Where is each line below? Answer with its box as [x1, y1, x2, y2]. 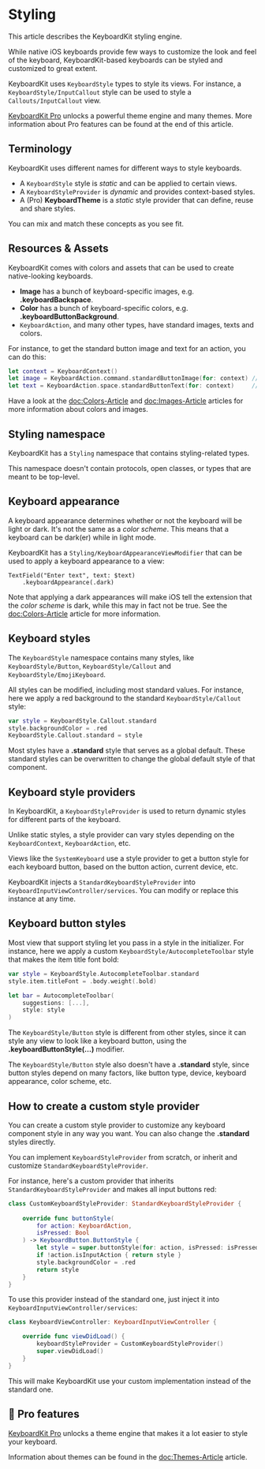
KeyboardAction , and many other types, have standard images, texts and [19, 320, 255, 329]
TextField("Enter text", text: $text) [8, 571, 136, 579]
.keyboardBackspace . [19, 294, 93, 305]
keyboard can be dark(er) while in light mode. [8, 533, 156, 542]
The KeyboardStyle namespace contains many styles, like [8, 652, 195, 662]
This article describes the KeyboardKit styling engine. [8, 32, 183, 41]
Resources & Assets [8, 242, 109, 256]
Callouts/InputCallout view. [8, 95, 101, 105]
